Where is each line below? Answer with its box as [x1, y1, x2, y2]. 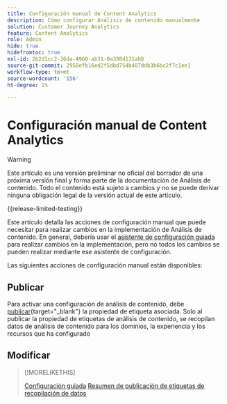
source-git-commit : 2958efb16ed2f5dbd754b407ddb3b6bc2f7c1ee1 [7, 62, 191, 69]
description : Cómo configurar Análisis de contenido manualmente [7, 17, 200, 24]
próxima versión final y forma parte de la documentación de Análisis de [7, 176, 211, 185]
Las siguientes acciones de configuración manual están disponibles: [7, 261, 203, 270]
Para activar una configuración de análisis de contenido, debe [7, 300, 185, 308]
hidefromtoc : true [7, 49, 60, 56]
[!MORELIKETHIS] [24, 368, 76, 376]
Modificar [7, 350, 51, 362]
